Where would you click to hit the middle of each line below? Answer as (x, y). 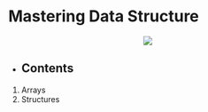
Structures (40, 99)
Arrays (33, 90)
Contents (47, 68)
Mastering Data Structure (104, 16)
